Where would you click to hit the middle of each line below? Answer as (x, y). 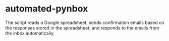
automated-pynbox (47, 9)
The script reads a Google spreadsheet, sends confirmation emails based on (85, 22)
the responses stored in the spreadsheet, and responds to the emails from (82, 27)
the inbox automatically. (30, 33)
